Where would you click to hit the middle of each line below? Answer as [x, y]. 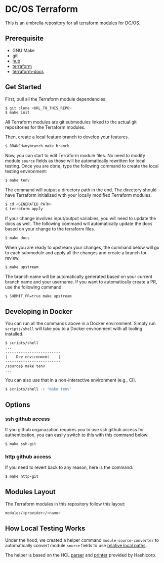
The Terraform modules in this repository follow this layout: [65, 504]
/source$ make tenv [25, 366]
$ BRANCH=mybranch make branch [37, 146]
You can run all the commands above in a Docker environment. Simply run [81, 324]
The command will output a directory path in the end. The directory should [81, 190]
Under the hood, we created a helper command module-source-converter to [82, 540]
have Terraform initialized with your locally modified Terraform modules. [79, 195]
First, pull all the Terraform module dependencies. [56, 99]
